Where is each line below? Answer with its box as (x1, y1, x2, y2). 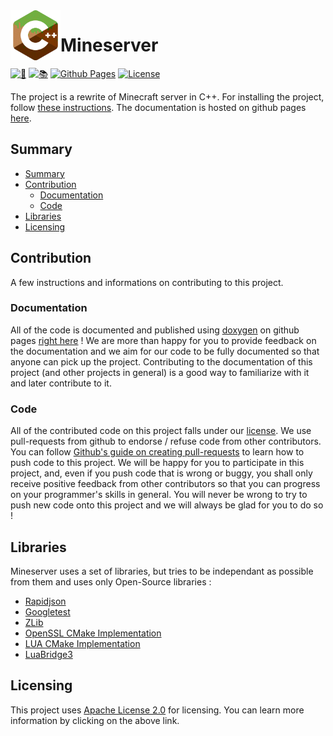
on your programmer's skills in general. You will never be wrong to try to (10, 489, 308, 501)
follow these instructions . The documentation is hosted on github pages (10, 101, 307, 113)
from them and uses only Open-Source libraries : (10, 575, 212, 588)
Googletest (24, 605, 71, 618)
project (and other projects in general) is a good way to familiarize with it (10, 366, 310, 378)
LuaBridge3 (24, 648, 73, 660)
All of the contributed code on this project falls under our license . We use (10, 425, 312, 437)
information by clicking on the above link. (10, 714, 180, 726)
